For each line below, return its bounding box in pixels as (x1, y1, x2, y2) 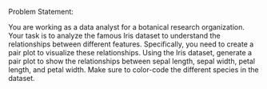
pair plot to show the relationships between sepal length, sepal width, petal (8, 56, 256, 66)
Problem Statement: (8, 7, 74, 16)
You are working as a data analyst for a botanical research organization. (8, 22, 245, 31)
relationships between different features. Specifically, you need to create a (8, 39, 254, 49)
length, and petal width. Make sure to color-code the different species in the (8, 65, 259, 75)
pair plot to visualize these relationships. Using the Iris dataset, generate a (8, 48, 253, 57)
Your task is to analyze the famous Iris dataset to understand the (8, 31, 221, 40)
